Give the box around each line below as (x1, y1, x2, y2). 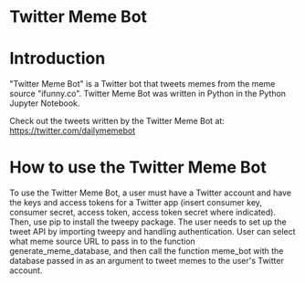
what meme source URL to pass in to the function (9, 236, 196, 247)
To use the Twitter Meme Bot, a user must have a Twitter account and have (9, 187, 292, 198)
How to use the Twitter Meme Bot (9, 157, 267, 178)
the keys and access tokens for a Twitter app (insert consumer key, (9, 197, 263, 208)
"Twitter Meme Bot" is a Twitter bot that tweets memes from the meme (9, 79, 276, 89)
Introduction (9, 48, 106, 69)
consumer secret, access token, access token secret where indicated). (9, 207, 277, 218)
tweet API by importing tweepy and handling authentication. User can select (9, 226, 296, 237)
